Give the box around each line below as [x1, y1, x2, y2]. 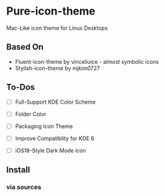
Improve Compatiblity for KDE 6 [15, 135, 95, 142]
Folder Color [15, 110, 47, 118]
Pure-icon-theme [6, 4, 96, 18]
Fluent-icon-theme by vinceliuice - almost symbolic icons [15, 58, 159, 65]
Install [6, 165, 30, 175]
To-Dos [6, 82, 35, 92]
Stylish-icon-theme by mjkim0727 [15, 64, 100, 72]
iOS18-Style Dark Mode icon [15, 147, 86, 154]
